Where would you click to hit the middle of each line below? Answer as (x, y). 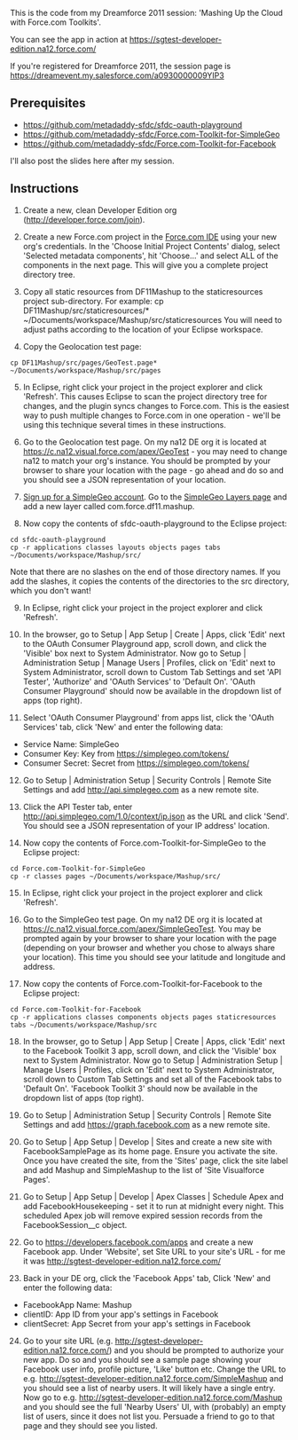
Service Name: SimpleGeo (71, 744)
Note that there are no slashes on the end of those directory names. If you (145, 571)
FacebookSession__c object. (75, 1224)
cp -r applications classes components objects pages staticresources (143, 1017)
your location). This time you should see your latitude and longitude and (154, 956)
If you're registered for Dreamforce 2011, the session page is (121, 66)
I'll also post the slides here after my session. (92, 161)
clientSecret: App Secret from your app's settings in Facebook (137, 1323)
